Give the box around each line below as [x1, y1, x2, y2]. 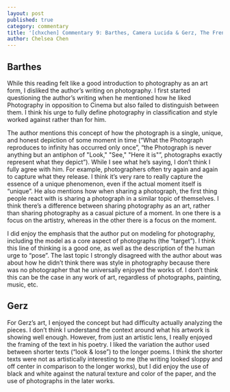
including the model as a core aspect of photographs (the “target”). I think [7, 236, 216, 245]
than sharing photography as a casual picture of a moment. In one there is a [7, 208, 221, 217]
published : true [7, 16, 53, 23]
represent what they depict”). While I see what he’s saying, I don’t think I [7, 158, 211, 166]
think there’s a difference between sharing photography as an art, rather [7, 201, 211, 210]
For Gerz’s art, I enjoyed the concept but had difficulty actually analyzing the [7, 318, 222, 326]
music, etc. [7, 280, 38, 289]
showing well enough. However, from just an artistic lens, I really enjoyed [7, 333, 213, 341]
